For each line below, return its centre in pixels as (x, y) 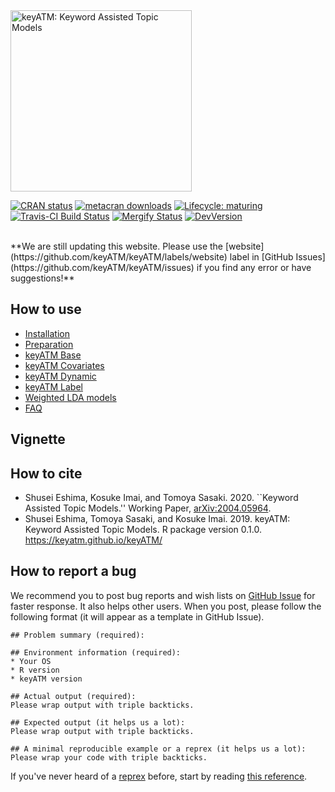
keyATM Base (53, 355)
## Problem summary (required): (77, 635)
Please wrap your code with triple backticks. (109, 757)
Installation (47, 333)
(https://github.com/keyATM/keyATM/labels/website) (119, 257)
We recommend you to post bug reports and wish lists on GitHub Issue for (163, 595)
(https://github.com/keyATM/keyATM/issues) (102, 267)
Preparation (49, 344)
